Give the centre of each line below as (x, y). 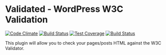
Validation (27, 20)
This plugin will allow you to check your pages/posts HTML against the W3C (83, 43)
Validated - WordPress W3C (64, 9)
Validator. (15, 48)
